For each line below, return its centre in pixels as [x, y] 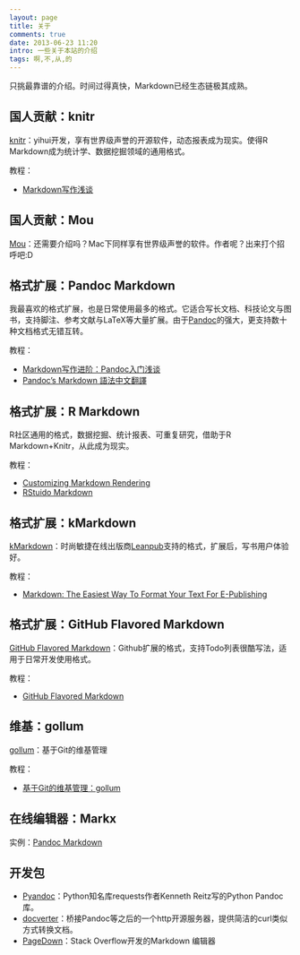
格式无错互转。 [60, 331]
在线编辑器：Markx [63, 819]
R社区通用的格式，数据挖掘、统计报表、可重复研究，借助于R [120, 434]
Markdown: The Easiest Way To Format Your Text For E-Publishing [145, 594]
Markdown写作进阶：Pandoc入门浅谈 [91, 369]
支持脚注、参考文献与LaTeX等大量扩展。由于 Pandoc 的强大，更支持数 [152, 320]
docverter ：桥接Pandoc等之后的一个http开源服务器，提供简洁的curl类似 [155, 918]
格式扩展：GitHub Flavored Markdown [117, 625]
